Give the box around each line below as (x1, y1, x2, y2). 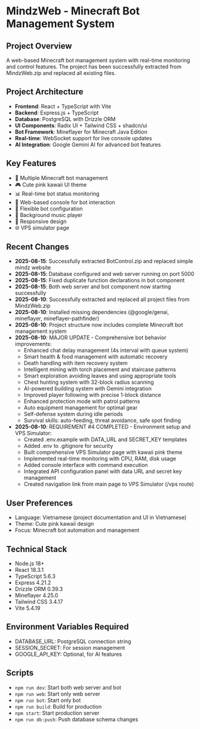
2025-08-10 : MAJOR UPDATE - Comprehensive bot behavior (14, 334, 167, 341)
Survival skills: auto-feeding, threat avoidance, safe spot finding (23, 417, 181, 424)
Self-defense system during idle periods (23, 411, 124, 418)
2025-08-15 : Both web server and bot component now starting (14, 283, 171, 290)
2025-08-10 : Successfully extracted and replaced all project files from (14, 296, 190, 303)
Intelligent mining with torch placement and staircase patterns (23, 366, 176, 373)
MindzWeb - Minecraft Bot (6, 4, 140, 18)
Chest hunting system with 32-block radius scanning (23, 379, 154, 386)
